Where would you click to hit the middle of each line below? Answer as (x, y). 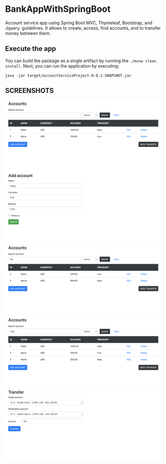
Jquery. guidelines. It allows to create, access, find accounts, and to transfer (83, 28)
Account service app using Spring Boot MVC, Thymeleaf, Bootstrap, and (79, 23)
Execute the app (31, 49)
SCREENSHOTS (30, 91)
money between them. (28, 33)
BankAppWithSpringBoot (58, 9)
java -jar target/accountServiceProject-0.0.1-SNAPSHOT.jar (68, 76)
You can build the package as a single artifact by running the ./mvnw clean (81, 61)
